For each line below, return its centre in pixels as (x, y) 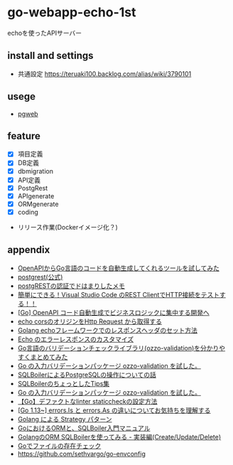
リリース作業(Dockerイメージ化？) (68, 227)
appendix (29, 250)
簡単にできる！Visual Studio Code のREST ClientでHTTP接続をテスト (119, 294)
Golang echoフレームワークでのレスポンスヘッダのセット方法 (107, 330)
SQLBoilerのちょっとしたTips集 (64, 383)
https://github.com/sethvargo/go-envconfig (81, 454)
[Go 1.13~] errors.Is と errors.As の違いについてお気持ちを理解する (114, 410)
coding (28, 212)
